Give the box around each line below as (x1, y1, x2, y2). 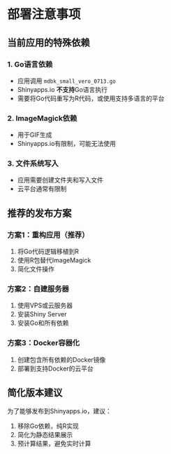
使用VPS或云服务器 (17, 301, 73, 309)
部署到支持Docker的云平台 (17, 364, 94, 373)
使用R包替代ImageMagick (17, 256, 91, 265)
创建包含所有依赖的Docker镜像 (17, 355, 106, 363)
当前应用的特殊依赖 (7, 36, 90, 48)
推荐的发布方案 (7, 207, 72, 219)
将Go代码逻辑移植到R (17, 247, 79, 256)
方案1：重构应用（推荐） (7, 229, 89, 239)
